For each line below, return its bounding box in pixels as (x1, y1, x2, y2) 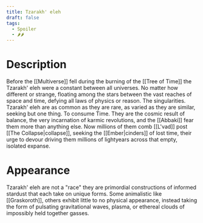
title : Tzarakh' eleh (6, 9, 61, 15)
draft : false (6, 15, 40, 21)
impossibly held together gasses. (6, 210, 89, 216)
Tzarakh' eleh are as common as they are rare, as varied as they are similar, (6, 104, 196, 111)
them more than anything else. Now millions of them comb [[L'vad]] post (6, 123, 188, 131)
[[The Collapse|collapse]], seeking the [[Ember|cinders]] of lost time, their (6, 129, 192, 137)
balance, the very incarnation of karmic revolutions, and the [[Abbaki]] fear (6, 117, 194, 124)
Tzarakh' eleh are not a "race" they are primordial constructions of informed (6, 184, 196, 191)
